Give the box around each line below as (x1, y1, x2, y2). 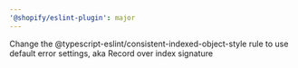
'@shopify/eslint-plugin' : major (9, 13, 136, 23)
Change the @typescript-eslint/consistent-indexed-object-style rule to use (9, 38, 289, 49)
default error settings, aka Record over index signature (9, 47, 214, 59)
